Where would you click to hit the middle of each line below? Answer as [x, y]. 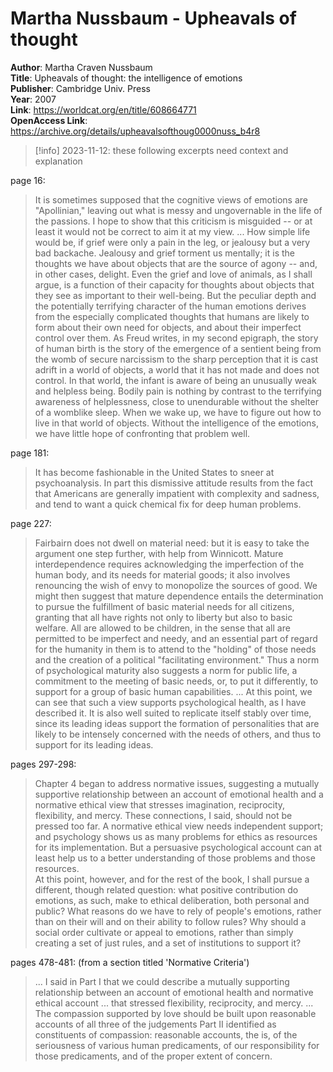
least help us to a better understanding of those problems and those [175, 858]
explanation [58, 161]
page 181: [30, 453]
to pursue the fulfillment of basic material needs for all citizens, [164, 606]
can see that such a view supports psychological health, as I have [170, 702]
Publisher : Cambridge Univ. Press [80, 88]
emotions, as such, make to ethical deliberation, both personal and [172, 900]
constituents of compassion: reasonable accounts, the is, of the [166, 1034]
